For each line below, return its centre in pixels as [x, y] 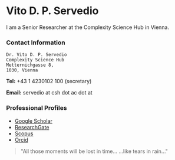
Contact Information [36, 43]
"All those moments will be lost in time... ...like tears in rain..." [94, 151]
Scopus [24, 133]
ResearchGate [32, 127]
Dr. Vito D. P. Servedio [37, 55]
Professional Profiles [37, 108]
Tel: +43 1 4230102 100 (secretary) [49, 81]
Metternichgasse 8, [30, 65]
